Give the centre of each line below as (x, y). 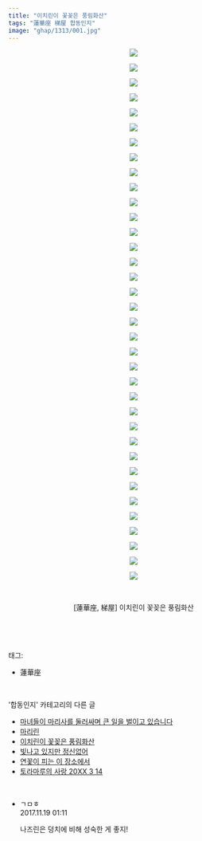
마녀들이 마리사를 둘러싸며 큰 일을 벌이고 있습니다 (96, 721)
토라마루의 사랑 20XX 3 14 (61, 772)
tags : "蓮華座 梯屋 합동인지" (52, 23)
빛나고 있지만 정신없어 (54, 752)
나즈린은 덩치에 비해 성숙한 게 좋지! (74, 829)
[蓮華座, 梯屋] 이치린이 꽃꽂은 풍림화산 (134, 607)
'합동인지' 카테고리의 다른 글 (52, 705)
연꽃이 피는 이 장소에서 (55, 761)
